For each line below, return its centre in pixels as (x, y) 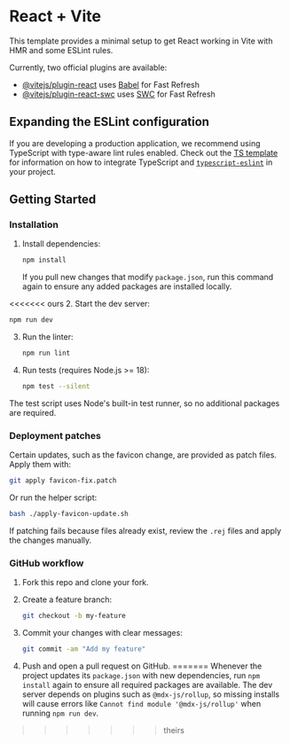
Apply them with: (40, 465)
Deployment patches (55, 435)
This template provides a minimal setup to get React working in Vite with (141, 41)
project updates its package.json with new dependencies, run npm (141, 676)
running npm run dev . (60, 713)
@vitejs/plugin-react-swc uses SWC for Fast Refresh (118, 94)
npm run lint (46, 353)
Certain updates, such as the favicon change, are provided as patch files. (143, 455)
